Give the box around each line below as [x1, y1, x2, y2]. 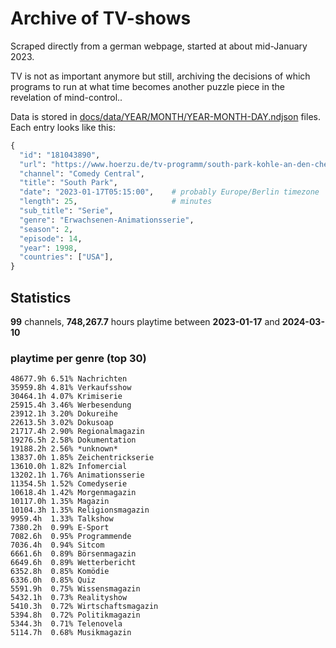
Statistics [10, 289, 72, 306]
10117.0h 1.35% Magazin [10, 497, 110, 507]
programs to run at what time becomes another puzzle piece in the [10, 80, 285, 92]
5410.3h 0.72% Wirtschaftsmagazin [10, 602, 159, 612]
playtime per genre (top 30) [10, 351, 147, 365]
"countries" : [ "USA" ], [19, 252, 114, 262]
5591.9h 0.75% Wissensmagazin [10, 584, 141, 594]
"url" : [19, 159, 47, 169]
